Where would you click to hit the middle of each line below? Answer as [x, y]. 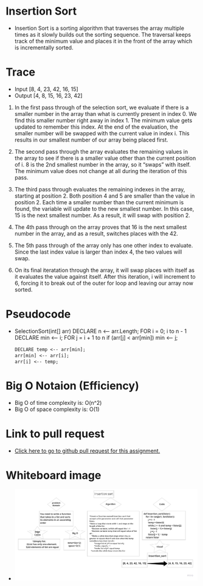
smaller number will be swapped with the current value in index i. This [102, 133]
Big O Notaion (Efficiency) [72, 386]
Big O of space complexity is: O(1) [57, 409]
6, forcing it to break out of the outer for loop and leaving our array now [104, 283]
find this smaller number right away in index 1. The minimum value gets [103, 120]
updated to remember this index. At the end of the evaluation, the [96, 127]
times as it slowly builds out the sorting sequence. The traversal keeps [103, 34]
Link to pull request [55, 434]
